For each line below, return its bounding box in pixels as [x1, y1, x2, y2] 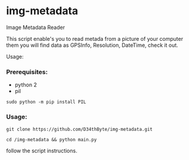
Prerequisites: [6, 68, 48, 76]
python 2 [14, 81, 37, 88]
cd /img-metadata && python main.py [6, 136, 97, 143]
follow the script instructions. [6, 147, 77, 154]
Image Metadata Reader [6, 24, 65, 31]
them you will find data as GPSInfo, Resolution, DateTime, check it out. [6, 41, 178, 49]
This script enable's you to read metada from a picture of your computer [6, 35, 183, 42]
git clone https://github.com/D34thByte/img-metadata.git [6, 126, 153, 132]
